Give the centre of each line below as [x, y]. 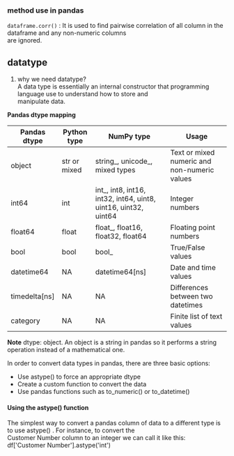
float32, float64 [121, 236]
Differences [189, 288]
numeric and [191, 161]
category [25, 321]
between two [192, 296]
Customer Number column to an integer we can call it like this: [96, 438]
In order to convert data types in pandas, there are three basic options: [109, 363]
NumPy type [130, 137]
